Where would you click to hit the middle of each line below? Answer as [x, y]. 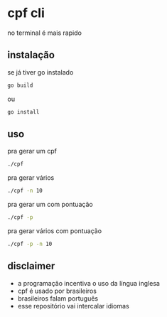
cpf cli [26, 13]
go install [23, 112]
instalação [31, 55]
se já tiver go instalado [41, 72]
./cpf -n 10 [25, 191]
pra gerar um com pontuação [50, 205]
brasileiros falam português [58, 298]
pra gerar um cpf [32, 151]
